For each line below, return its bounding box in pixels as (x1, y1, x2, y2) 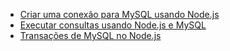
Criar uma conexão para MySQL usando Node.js (19, 9, 220, 20)
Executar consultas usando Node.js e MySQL (19, 19, 207, 31)
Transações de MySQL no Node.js (19, 30, 162, 41)
